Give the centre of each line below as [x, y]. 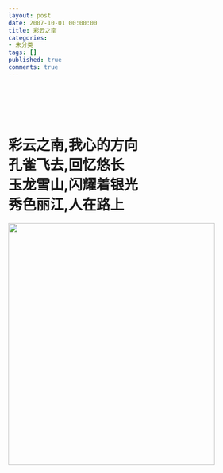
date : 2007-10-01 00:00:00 [53, 23]
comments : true [33, 67]
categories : [28, 38]
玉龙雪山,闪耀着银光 [73, 185]
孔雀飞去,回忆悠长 [66, 165]
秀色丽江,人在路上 [66, 205]
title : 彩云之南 [33, 30]
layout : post [30, 15]
